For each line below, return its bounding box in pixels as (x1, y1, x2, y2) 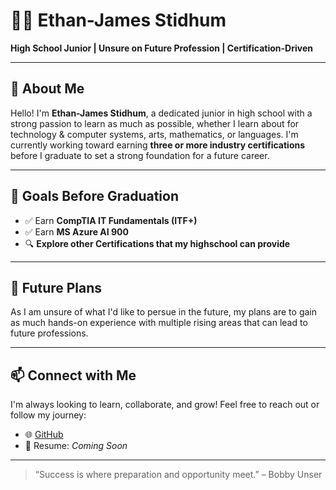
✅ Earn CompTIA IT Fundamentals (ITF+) (24, 214, 198, 226)
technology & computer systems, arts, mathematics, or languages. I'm (10, 128, 299, 140)
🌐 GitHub (24, 429, 64, 441)
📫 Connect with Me (10, 367, 137, 384)
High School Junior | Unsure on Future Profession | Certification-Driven (10, 42, 313, 54)
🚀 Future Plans (10, 279, 103, 296)
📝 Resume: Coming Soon (24, 440, 128, 452)
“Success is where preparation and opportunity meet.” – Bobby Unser (34, 469, 323, 481)
